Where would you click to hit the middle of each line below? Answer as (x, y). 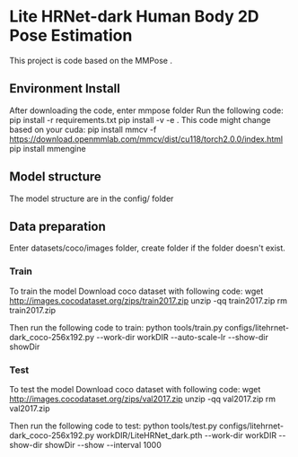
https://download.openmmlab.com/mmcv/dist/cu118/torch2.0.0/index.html (146, 139)
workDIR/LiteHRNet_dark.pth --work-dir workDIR (186, 435)
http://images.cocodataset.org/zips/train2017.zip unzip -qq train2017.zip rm (148, 300)
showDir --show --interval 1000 (103, 444)
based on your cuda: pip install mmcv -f (83, 129)
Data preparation (57, 226)
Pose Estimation (71, 35)
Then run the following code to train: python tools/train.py (116, 327)
